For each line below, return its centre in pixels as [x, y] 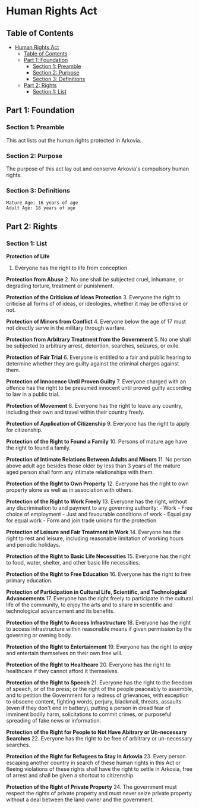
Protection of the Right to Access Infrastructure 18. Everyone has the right [99, 622]
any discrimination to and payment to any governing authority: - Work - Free [99, 507]
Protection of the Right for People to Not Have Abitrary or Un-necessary [97, 732]
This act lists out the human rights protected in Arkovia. [74, 140]
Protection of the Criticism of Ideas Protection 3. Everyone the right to [93, 297]
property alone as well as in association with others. [70, 489]
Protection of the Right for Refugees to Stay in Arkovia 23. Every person [96, 756]
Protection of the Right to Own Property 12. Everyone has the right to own [97, 483]
